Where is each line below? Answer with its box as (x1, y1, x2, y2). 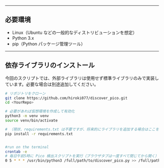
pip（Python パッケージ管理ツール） (12, 41, 85, 47)
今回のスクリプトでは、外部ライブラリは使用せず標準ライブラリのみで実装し (5, 75, 159, 81)
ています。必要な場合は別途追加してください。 (5, 81, 99, 87)
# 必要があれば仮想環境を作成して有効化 (5, 109, 75, 114)
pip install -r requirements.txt (5, 131, 73, 136)
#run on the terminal (5, 144, 49, 149)
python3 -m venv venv (5, 114, 49, 119)
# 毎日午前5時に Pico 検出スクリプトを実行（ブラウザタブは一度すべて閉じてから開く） (5, 154, 159, 159)
